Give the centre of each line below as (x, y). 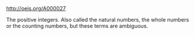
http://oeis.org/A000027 (36, 8)
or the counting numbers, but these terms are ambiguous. (77, 26)
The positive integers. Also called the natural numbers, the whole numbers (98, 20)
